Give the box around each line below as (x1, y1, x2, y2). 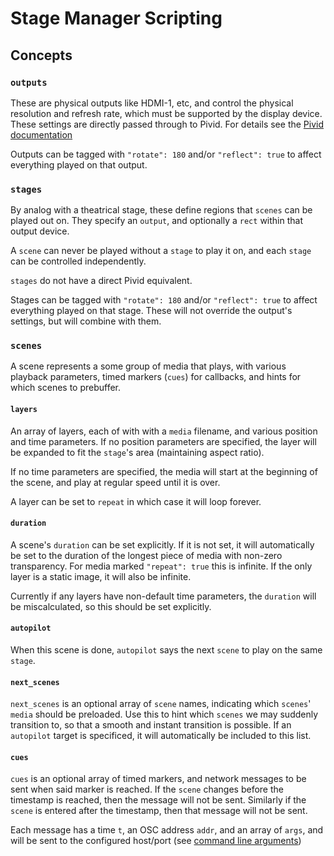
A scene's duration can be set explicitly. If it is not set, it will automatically (10, 538, 315, 551)
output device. (10, 225, 70, 237)
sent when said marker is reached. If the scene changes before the (10, 783, 284, 796)
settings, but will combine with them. (10, 315, 162, 327)
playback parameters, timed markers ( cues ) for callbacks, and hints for (10, 371, 302, 383)
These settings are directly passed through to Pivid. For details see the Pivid (10, 118, 325, 130)
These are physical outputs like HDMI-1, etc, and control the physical (10, 97, 294, 109)
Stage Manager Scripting (10, 7, 223, 30)
